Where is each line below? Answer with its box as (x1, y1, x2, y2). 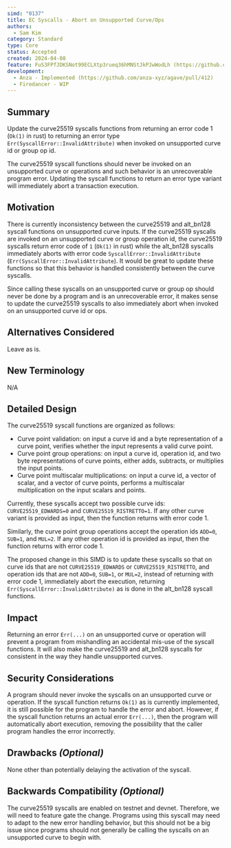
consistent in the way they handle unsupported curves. (7, 652, 164, 660)
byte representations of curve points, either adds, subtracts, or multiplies (16, 456, 224, 465)
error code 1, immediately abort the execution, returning (7, 577, 165, 586)
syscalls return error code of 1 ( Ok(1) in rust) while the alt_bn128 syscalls (7, 242, 214, 250)
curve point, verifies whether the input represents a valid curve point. (16, 442, 214, 450)
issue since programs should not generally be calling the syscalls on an (7, 825, 210, 834)
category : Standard (7, 36, 63, 43)
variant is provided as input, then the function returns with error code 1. (7, 514, 209, 523)
